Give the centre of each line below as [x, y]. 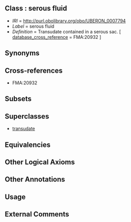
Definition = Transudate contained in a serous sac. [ [67, 31]
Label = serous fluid [33, 26]
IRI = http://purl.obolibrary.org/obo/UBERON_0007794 [69, 20]
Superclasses [27, 116]
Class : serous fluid [36, 8]
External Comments [37, 214]
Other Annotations [35, 179]
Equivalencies [28, 145]
